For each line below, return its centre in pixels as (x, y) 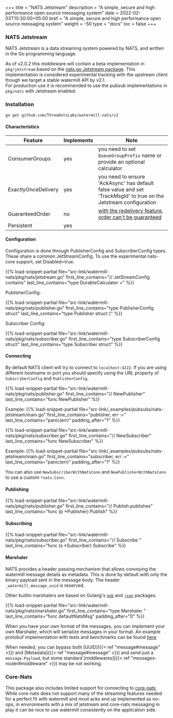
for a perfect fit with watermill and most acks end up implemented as (79, 698)
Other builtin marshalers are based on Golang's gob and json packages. (81, 595)
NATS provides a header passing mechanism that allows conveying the (81, 569)
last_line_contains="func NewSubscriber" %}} (54, 441)
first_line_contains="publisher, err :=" (86, 415)
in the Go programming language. (41, 54)
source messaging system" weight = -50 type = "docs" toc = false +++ (81, 24)
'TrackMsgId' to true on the (131, 196)
